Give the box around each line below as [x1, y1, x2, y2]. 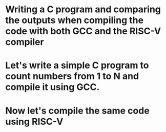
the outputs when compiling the [5, 14, 144, 26]
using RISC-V [5, 116, 64, 127]
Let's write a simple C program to [5, 60, 149, 71]
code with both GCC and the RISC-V [5, 26, 161, 37]
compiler [5, 36, 45, 48]
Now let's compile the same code [5, 105, 150, 116]
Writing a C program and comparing [5, 4, 161, 15]
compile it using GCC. [5, 81, 100, 93]
